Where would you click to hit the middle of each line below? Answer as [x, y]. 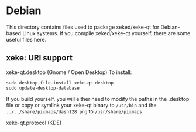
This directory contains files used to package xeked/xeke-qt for [83, 27]
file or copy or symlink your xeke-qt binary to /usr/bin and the [81, 105]
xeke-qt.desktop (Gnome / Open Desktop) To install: [69, 72]
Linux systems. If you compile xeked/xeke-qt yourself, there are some [106, 33]
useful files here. [26, 39]
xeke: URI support [39, 58]
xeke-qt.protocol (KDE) [34, 123]
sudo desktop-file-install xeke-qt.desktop [60, 83]
